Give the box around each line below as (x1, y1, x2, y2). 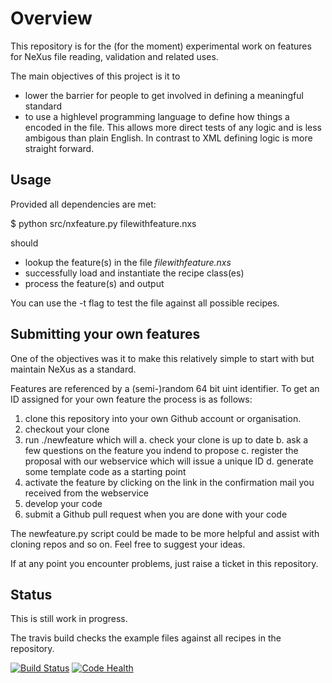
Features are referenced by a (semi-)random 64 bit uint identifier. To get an (10, 382, 320, 394)
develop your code (24, 497, 103, 509)
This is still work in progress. (10, 613, 128, 625)
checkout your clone (24, 423, 110, 435)
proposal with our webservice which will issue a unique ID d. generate (24, 455, 314, 467)
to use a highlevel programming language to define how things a (24, 110, 290, 122)
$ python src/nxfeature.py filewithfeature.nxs (10, 217, 197, 229)
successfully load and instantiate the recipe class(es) (24, 267, 245, 279)
